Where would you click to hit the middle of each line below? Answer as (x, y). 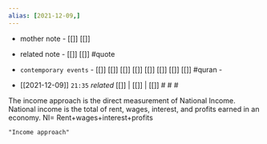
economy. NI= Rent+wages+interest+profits (81, 118)
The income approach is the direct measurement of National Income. (122, 100)
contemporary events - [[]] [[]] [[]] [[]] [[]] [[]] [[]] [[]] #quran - (121, 70)
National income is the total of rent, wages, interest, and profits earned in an (134, 109)
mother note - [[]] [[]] (55, 38)
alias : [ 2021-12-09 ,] (44, 16)
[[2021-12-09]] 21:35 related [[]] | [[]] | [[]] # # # (99, 85)
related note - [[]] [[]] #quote (67, 54)
